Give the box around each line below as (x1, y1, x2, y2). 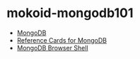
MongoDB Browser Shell (16, 43, 89, 52)
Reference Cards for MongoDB (16, 36, 107, 44)
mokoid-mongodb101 (6, 5, 134, 21)
